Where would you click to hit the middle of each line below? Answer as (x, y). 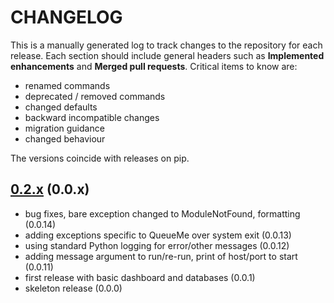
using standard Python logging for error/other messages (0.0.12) (157, 245)
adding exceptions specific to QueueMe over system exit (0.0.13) (158, 235)
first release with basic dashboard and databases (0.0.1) (140, 277)
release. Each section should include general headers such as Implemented (167, 55)
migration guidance (64, 128)
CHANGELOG (66, 17)
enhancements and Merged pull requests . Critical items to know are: (154, 66)
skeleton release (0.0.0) (73, 288)
